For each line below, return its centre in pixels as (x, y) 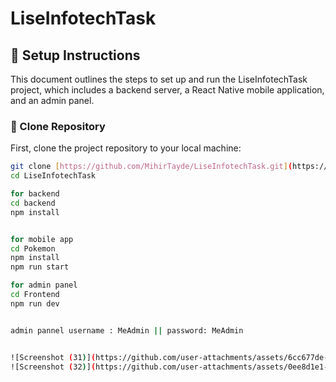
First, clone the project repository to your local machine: (126, 148)
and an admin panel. (52, 100)
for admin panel (44, 285)
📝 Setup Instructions (75, 55)
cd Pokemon (33, 248)
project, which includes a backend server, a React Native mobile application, (167, 90)
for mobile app (42, 239)
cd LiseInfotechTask (53, 176)
